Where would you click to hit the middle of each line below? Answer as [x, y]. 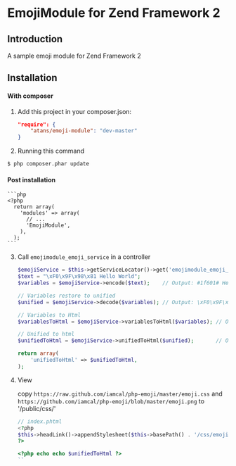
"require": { [37, 125]
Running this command [51, 151]
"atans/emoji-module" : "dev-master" [84, 131]
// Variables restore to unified [66, 296]
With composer [31, 96]
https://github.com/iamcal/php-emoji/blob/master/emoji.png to [111, 401]
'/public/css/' [37, 408]
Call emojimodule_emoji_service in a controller [84, 257]
